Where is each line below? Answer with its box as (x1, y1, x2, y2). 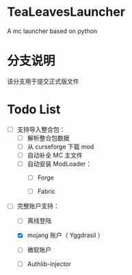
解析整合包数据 (27, 133, 70, 142)
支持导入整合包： (16, 125, 66, 133)
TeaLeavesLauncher (7, 4, 125, 20)
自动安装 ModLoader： (27, 159, 92, 168)
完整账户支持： (16, 202, 60, 210)
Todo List (7, 102, 61, 118)
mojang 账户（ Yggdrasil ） (27, 231, 104, 239)
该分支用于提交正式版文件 (7, 77, 79, 85)
